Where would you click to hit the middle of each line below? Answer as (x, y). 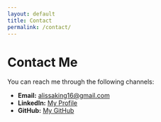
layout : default (31, 14)
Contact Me (43, 62)
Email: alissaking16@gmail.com (63, 96)
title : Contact (30, 21)
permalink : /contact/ (39, 27)
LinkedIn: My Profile (48, 103)
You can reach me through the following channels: (81, 82)
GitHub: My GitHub (46, 111)
